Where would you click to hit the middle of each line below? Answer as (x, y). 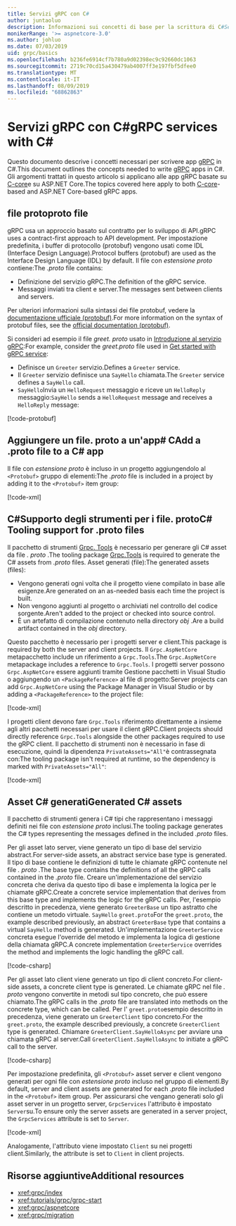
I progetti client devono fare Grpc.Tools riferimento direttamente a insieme (114, 721)
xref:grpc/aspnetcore (48, 1208)
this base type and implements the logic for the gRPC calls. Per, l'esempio (114, 900)
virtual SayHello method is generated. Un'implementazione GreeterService (115, 930)
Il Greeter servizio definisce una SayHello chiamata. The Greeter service (121, 374)
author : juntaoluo (34, 20)
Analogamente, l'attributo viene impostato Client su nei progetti (100, 1146)
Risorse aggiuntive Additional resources (96, 1176)
